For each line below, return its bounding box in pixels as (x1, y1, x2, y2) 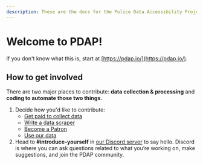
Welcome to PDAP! (6, 34, 103, 48)
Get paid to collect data (24, 113, 83, 120)
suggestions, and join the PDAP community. (14, 151, 124, 159)
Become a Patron (24, 125, 68, 133)
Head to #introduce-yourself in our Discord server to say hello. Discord (14, 138, 195, 145)
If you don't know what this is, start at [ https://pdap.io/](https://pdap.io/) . (6, 55, 188, 62)
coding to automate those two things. (6, 95, 103, 102)
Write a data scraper (24, 119, 76, 127)
